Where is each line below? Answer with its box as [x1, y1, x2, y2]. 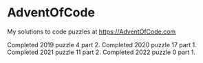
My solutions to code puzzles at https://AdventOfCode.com [7, 27, 176, 36]
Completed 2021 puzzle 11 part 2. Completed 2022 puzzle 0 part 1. [7, 48, 196, 56]
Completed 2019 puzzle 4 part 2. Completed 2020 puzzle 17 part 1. [7, 40, 197, 49]
